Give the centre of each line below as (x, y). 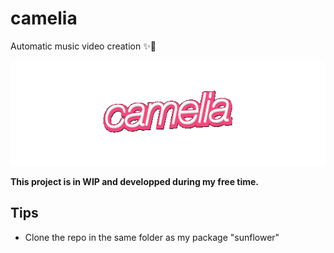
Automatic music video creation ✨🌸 (83, 46)
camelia (44, 18)
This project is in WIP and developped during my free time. (134, 181)
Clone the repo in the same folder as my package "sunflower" (152, 237)
